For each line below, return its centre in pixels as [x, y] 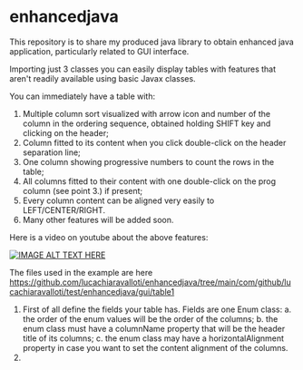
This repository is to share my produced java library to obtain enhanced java [152, 42]
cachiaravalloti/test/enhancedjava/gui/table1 [92, 291]
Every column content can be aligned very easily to [118, 200]
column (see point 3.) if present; [83, 190]
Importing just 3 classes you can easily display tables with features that [143, 69]
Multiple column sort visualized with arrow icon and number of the [146, 113]
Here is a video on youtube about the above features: [109, 237]
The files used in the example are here [81, 272]
